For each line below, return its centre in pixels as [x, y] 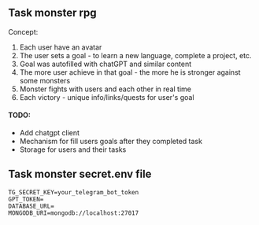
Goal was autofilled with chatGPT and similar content [105, 64]
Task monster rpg [52, 13]
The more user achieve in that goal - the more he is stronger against [130, 72]
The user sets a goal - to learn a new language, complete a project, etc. [135, 55]
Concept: [23, 31]
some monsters [45, 80]
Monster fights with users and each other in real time [105, 89]
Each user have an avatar [61, 47]
